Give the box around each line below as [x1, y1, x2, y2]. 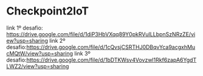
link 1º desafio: [6, 24, 44, 31]
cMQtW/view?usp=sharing [6, 49, 74, 57]
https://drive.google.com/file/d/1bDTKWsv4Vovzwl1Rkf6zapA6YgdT [26, 56, 197, 63]
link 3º [74, 49, 91, 57]
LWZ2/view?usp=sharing [6, 62, 69, 70]
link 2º [49, 37, 66, 44]
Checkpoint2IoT [6, 4, 89, 18]
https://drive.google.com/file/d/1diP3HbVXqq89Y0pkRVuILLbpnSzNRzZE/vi [6, 30, 196, 37]
